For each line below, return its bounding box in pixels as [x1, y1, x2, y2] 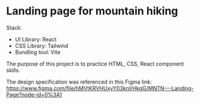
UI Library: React [14, 35, 57, 43]
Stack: [6, 24, 22, 31]
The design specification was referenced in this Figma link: [6, 78, 152, 85]
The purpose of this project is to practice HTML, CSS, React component [6, 60, 184, 67]
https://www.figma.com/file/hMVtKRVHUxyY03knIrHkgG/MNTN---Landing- [6, 84, 194, 91]
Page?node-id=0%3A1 [6, 91, 62, 98]
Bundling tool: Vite [14, 48, 61, 55]
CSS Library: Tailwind [14, 42, 68, 49]
